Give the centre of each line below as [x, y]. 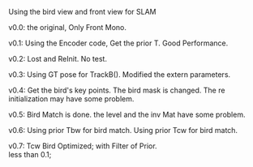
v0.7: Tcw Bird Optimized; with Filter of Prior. [83, 146]
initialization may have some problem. [71, 99]
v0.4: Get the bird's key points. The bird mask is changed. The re [117, 90]
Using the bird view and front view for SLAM [82, 12]
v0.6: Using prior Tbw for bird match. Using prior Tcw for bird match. [123, 130]
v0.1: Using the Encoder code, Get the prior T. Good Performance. [118, 43]
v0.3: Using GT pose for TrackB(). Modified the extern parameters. [120, 75]
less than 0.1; [30, 154]
